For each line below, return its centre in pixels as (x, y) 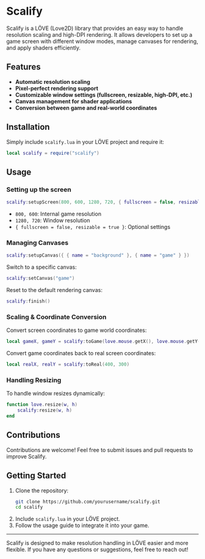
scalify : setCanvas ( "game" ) (41, 279)
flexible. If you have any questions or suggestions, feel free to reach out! (97, 550)
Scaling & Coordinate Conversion (56, 317)
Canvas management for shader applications (74, 101)
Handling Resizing (34, 380)
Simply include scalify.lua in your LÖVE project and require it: (85, 141)
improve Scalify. (27, 456)
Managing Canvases (38, 242)
